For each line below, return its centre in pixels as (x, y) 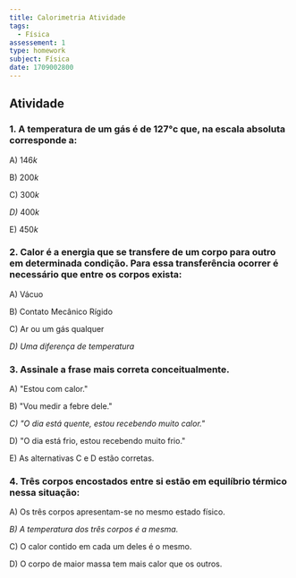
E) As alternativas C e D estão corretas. (82, 458)
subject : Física (39, 59)
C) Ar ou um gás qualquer (57, 328)
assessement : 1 (38, 42)
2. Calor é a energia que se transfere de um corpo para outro (143, 252)
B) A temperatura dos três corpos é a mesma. (94, 530)
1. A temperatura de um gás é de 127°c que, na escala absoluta (148, 129)
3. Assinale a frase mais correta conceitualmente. (119, 370)
